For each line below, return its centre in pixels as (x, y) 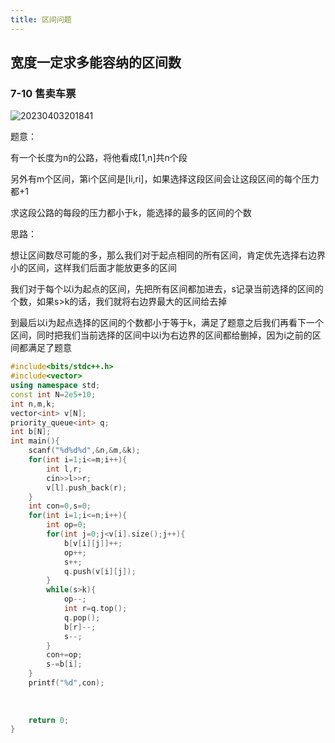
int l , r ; (64, 469)
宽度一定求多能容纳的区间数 (96, 62)
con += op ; (64, 655)
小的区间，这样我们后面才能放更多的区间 (93, 268)
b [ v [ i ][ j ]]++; (93, 543)
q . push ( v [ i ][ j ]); (100, 571)
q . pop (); (82, 617)
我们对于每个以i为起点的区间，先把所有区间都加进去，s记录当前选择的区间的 (167, 289)
